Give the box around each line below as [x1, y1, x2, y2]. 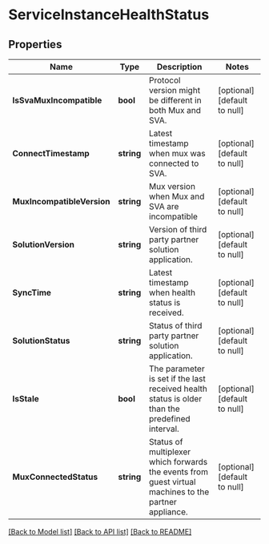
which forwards [149, 457, 208, 467]
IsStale [12, 393, 40, 404]
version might [149, 85, 201, 95]
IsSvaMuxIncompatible [12, 95, 102, 106]
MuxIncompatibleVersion [12, 196, 110, 207]
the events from [149, 466, 208, 478]
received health [149, 383, 208, 394]
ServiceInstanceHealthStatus [8, 6, 210, 24]
